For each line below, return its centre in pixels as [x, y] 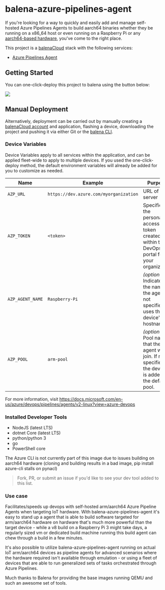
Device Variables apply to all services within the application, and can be [78, 155]
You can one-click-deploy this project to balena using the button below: [78, 84]
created [152, 236]
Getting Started [29, 73]
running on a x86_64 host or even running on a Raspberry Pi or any [73, 33]
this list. [25, 483]
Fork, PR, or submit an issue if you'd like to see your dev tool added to [88, 478]
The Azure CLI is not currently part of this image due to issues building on [80, 458]
